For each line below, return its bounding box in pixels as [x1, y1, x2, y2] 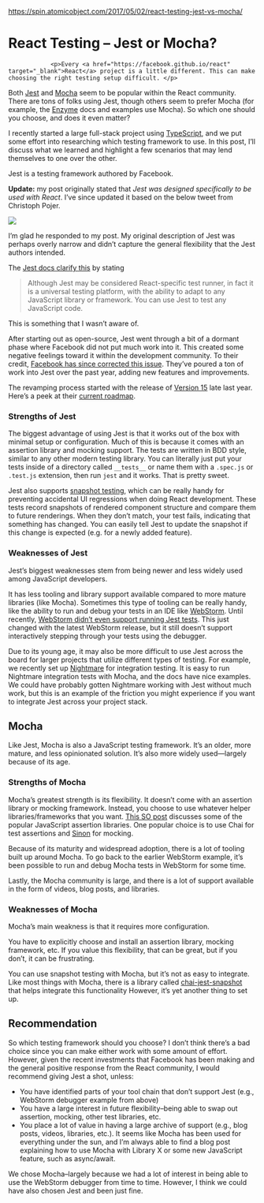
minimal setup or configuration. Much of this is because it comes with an [8, 437, 244, 446]
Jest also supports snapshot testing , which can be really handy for [8, 486, 225, 495]
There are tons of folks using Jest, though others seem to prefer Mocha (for [8, 96, 255, 106]
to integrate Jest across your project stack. [8, 697, 148, 706]
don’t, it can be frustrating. [8, 954, 95, 963]
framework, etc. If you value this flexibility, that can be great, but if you [8, 945, 238, 955]
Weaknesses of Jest [8, 547, 88, 559]
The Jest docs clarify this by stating [8, 263, 125, 272]
